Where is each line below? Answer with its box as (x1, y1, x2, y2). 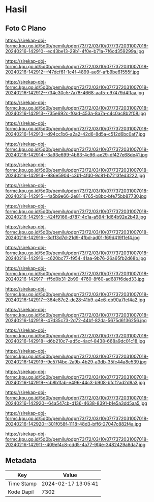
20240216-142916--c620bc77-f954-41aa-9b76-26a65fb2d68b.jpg (5, 255, 146, 261)
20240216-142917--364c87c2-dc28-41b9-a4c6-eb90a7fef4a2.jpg (5, 297, 146, 303)
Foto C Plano (5, 24, 46, 33)
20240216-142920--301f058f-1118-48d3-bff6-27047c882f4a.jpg (5, 421, 141, 427)
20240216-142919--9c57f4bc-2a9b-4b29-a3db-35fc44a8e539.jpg (5, 359, 147, 365)
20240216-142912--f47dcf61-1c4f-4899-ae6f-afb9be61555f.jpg (5, 69, 140, 75)
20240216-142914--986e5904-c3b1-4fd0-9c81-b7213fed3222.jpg (5, 172, 145, 178)
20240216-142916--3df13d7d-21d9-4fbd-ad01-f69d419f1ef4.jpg (5, 234, 140, 241)
